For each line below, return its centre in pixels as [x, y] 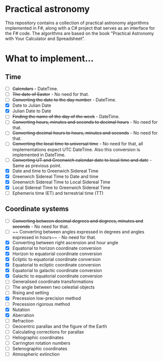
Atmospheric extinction [36, 354]
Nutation [21, 310]
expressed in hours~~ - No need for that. [54, 237]
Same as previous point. [37, 165]
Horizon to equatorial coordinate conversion [57, 254]
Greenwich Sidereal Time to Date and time [55, 176]
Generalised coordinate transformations [53, 282]
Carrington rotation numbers [41, 343]
